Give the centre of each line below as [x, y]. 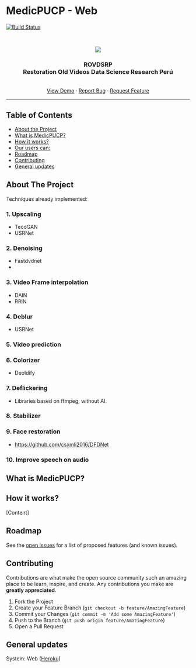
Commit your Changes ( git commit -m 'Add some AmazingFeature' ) [95, 614]
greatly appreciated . [31, 590]
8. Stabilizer [23, 416]
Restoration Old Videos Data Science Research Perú [98, 71]
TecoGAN [26, 227]
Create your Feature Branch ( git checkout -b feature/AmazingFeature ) [100, 608]
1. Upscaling [24, 214]
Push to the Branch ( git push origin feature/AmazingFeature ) [90, 620]
